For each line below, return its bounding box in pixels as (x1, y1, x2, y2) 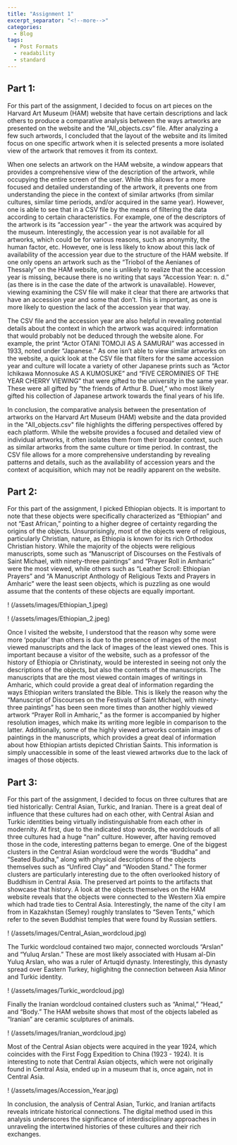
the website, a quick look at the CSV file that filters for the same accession (7, 354, 224, 363)
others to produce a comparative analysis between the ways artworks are (7, 116, 221, 124)
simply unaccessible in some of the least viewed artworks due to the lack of (7, 748, 228, 757)
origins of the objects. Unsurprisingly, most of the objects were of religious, (7, 527, 227, 536)
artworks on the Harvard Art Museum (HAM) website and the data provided (7, 413, 227, 421)
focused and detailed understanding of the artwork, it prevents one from (7, 182, 218, 191)
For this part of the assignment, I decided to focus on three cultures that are (7, 795, 228, 804)
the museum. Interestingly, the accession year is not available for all (7, 228, 205, 236)
